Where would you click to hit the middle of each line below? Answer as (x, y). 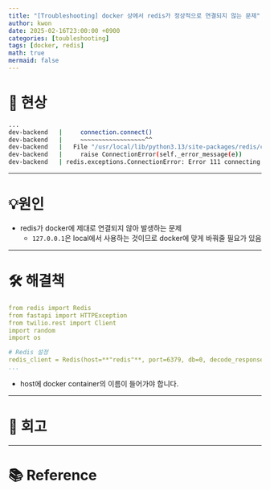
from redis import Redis (50, 308)
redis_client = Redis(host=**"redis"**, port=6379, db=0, (107, 360)
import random (32, 330)
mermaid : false (34, 61)
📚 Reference (53, 476)
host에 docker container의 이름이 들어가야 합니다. (99, 383)
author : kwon (30, 23)
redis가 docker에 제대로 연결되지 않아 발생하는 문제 (101, 228)
